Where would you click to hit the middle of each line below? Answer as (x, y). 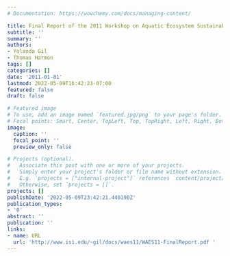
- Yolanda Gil (27, 51)
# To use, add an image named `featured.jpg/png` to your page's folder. (115, 115)
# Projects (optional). (41, 159)
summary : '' (24, 38)
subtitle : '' (26, 32)
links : (16, 229)
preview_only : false (42, 147)
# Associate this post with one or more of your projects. (96, 165)
